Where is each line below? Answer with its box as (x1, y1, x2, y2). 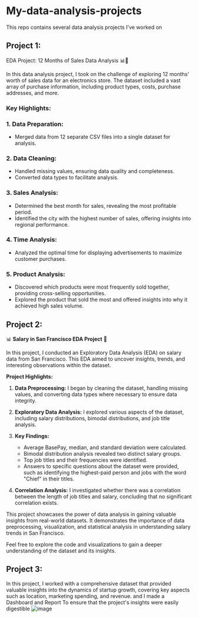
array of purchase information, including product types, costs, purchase (6, 83, 181, 90)
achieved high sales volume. (14, 302, 84, 309)
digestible (6, 605, 31, 612)
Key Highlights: (6, 104, 51, 112)
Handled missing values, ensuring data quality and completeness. (14, 168, 175, 175)
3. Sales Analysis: (6, 189, 59, 197)
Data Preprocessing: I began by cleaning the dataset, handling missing (14, 384, 188, 391)
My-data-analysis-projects (6, 4, 142, 18)
